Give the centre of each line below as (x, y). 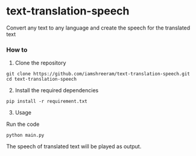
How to (17, 49)
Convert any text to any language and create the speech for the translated (98, 28)
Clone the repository (40, 63)
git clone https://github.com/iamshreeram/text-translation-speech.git (98, 74)
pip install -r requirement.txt (47, 101)
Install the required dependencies (57, 90)
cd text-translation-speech (42, 80)
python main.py (25, 136)
